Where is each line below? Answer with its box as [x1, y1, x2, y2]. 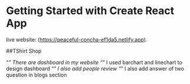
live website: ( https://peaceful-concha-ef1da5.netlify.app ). [6, 36, 148, 43]
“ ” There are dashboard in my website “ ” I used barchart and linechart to [6, 59, 182, 66]
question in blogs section [6, 71, 68, 78]
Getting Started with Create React [6, 4, 175, 18]
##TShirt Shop [6, 47, 42, 54]
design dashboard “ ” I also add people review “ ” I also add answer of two [6, 65, 184, 72]
